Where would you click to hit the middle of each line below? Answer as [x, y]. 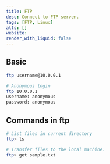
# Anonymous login [28, 86]
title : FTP [19, 11]
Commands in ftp [38, 120]
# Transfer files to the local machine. [56, 149]
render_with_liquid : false [39, 38]
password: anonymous [31, 102]
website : [17, 33]
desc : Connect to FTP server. [43, 17]
